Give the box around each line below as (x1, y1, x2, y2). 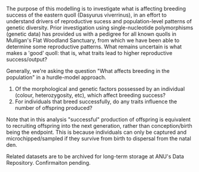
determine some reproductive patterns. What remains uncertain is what (6, 43, 182, 50)
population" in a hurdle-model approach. (6, 74, 106, 81)
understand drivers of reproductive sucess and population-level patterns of (6, 18, 192, 24)
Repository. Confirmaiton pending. (6, 159, 91, 166)
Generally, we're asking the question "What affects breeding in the (6, 67, 170, 74)
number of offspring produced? (14, 105, 93, 111)
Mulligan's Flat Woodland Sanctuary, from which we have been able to (6, 37, 180, 44)
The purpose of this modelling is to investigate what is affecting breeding (6, 5, 186, 12)
